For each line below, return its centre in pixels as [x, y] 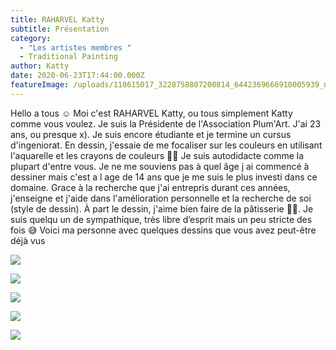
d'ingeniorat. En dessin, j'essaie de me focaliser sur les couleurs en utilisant [166, 145]
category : [31, 38]
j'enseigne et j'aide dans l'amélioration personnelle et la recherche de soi [161, 198]
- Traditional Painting [68, 57]
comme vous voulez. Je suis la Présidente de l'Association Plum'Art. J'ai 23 [166, 123]
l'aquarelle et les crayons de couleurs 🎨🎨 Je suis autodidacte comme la [157, 155]
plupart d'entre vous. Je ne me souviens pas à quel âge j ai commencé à [160, 166]
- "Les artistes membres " [75, 47]
